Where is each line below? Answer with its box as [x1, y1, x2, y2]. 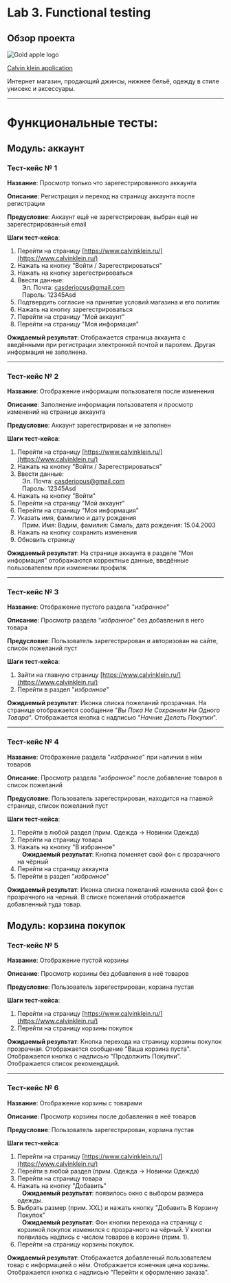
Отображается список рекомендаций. [7, 1059, 120, 1068]
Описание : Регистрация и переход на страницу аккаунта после [7, 191, 195, 200]
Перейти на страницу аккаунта [16, 864, 109, 873]
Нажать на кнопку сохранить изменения [16, 528, 137, 536]
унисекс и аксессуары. [7, 85, 76, 92]
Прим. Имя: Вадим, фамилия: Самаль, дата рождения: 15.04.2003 [21, 521, 216, 530]
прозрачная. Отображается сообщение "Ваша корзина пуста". [7, 1045, 191, 1053]
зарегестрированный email [7, 220, 87, 228]
